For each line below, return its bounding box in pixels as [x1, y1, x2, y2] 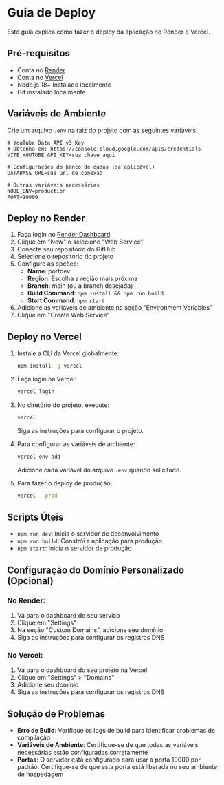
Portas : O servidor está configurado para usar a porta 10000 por [16, 755, 201, 764]
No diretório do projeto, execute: [16, 401, 110, 409]
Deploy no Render [7, 212, 86, 224]
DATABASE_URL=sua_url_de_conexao [7, 169, 103, 176]
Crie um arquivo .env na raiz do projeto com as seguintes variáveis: [7, 126, 198, 134]
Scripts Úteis [7, 511, 64, 523]
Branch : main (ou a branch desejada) [27, 282, 133, 290]
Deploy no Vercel [7, 331, 82, 342]
